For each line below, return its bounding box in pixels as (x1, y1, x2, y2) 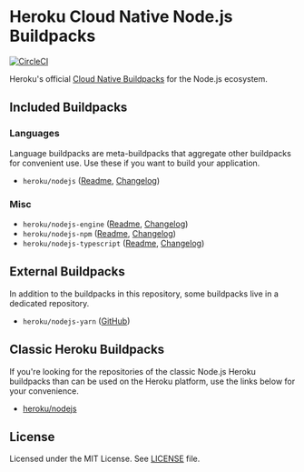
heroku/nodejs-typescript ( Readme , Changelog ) (22, 237, 205, 248)
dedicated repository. (9, 297, 90, 308)
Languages (9, 127, 61, 140)
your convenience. (9, 385, 79, 397)
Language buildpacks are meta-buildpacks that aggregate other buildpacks (9, 147, 292, 158)
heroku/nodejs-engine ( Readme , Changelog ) (22, 218, 189, 229)
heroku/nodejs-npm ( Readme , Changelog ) (22, 227, 177, 238)
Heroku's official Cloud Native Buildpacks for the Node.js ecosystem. (9, 73, 268, 84)
